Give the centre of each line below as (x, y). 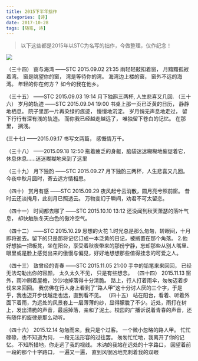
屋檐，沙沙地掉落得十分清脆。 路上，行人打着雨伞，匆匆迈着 (110, 281)
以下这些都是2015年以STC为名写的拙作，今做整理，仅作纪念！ (96, 45)
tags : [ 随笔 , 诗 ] (26, 28)
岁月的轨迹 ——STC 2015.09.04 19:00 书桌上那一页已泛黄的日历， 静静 (103, 104)
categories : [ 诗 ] (27, 17)
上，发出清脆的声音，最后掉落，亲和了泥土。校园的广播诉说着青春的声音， (96, 310)
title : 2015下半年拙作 (32, 12)
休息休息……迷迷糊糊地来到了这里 (47, 159)
